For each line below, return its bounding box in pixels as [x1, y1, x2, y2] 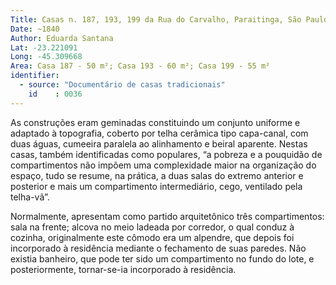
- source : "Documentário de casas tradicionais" [19, 80, 226, 90]
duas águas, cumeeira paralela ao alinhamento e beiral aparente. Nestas [10, 137, 308, 150]
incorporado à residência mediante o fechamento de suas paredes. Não [10, 242, 307, 254]
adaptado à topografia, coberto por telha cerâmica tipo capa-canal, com [10, 127, 309, 139]
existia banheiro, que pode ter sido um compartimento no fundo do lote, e [10, 252, 315, 265]
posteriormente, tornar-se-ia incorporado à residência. [10, 263, 237, 275]
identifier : [10, 71, 60, 81]
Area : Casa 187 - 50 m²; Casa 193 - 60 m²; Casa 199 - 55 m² [10, 61, 271, 71]
